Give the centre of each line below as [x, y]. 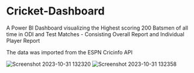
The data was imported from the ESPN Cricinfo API [69, 52]
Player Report [23, 40]
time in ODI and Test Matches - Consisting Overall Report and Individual [95, 34]
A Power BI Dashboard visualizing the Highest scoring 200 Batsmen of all [97, 28]
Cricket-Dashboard [55, 11]
